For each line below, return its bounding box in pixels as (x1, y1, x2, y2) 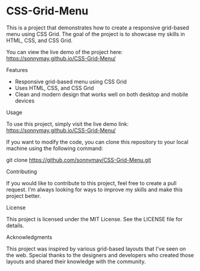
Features (6, 66, 28, 73)
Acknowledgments (6, 233, 53, 240)
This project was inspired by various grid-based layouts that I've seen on (6, 245, 186, 252)
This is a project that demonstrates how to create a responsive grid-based (6, 24, 190, 31)
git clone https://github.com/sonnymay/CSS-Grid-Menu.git (6, 156, 151, 163)
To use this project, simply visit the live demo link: (6, 120, 129, 127)
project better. (6, 192, 41, 199)
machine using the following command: (6, 144, 104, 152)
